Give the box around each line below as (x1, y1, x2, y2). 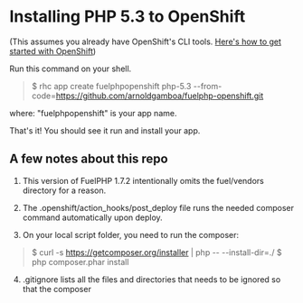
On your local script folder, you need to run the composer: (22, 229, 240, 240)
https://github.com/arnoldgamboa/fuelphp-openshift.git (55, 90, 264, 101)
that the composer (22, 283, 92, 294)
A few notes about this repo (9, 151, 169, 167)
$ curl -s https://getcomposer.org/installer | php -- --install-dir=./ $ (31, 246, 282, 258)
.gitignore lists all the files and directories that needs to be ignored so (22, 273, 281, 285)
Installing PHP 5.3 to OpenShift (9, 6, 246, 27)
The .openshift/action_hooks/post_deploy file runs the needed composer (22, 202, 294, 213)
